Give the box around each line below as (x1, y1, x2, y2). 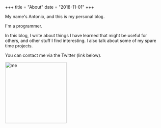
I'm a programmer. (5, 23, 43, 29)
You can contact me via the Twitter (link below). (5, 52, 102, 58)
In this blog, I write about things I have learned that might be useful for (5, 33, 147, 38)
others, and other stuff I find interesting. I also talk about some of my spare (5, 38, 157, 43)
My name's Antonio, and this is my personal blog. (5, 14, 105, 19)
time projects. (5, 43, 33, 48)
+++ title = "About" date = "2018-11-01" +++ (5, 4, 94, 10)
